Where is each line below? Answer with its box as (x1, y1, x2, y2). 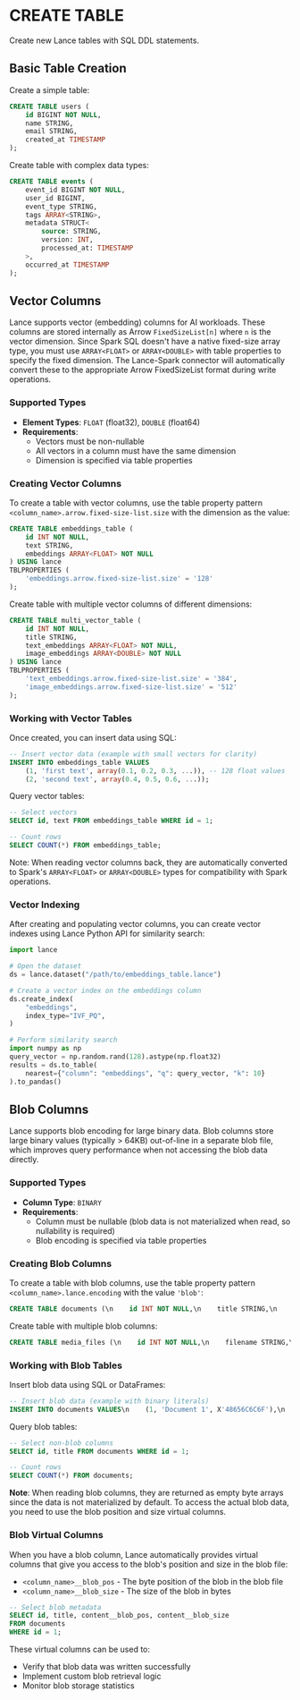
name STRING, (25, 118, 74, 128)
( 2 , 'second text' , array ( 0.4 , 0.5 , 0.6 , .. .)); (25, 775, 210, 784)
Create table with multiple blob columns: (9, 1321, 158, 1331)
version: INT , (41, 235, 94, 244)
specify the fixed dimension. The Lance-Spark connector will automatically (9, 355, 286, 366)
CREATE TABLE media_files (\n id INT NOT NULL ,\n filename (9, 1338, 257, 1347)
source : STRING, (41, 227, 102, 236)
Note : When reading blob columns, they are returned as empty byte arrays (9, 1487, 284, 1499)
